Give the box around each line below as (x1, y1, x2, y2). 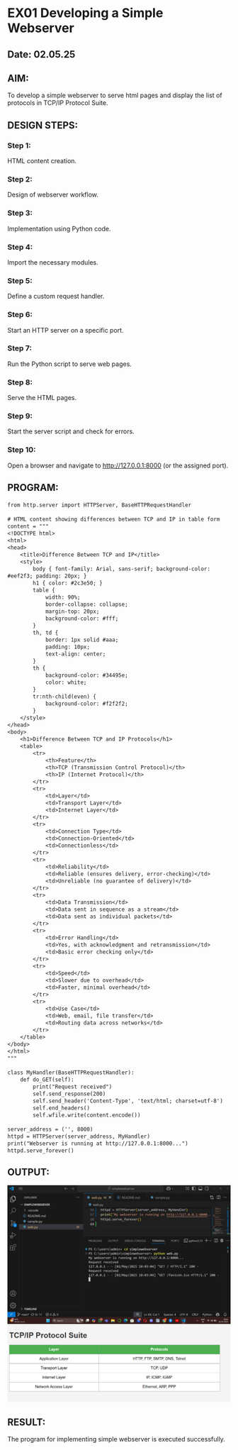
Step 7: (7, 343, 32, 353)
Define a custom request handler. (7, 292, 105, 301)
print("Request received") (33, 1083, 113, 1090)
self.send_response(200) (33, 1090, 106, 1097)
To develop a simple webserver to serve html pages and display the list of (7, 91, 222, 100)
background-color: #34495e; (45, 672, 129, 679)
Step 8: (7, 377, 33, 387)
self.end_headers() (33, 1105, 91, 1112)
